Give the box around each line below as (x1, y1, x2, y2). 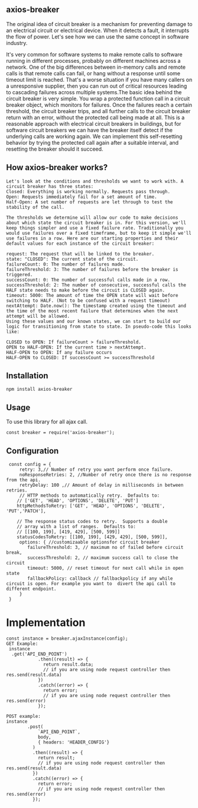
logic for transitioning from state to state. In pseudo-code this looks (6, 323, 192, 330)
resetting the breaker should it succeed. (6, 145, 103, 152)
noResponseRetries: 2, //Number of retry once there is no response (19, 472, 192, 478)
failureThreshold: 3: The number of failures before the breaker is (6, 266, 178, 272)
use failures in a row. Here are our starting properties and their (6, 235, 178, 241)
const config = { (8, 462, 51, 468)
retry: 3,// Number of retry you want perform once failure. (19, 467, 173, 473)
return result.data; (43, 662, 94, 668)
